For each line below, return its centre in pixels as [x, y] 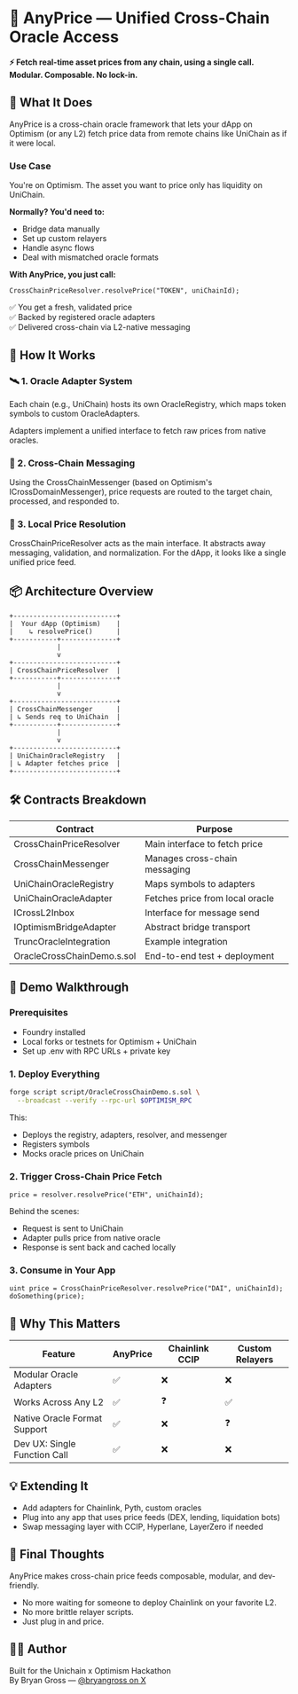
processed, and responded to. [64, 501]
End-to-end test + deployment [210, 955]
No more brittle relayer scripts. [78, 1612]
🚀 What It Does [51, 102]
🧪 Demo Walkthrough [69, 988]
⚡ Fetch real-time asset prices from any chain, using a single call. [132, 62]
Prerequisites [39, 1013]
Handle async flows [58, 248]
